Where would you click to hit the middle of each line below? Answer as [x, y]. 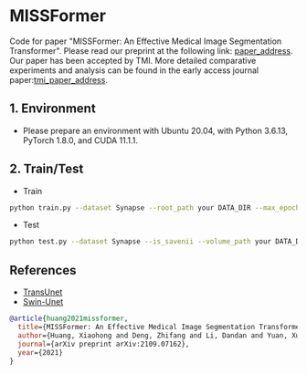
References [43, 270]
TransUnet [42, 292]
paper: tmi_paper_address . [58, 79]
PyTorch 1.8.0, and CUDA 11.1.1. [80, 140]
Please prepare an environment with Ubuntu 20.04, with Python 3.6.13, [155, 130]
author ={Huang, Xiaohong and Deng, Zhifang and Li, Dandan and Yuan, [153, 335]
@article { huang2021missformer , [69, 319]
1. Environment [53, 109]
